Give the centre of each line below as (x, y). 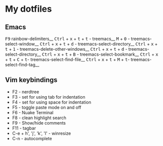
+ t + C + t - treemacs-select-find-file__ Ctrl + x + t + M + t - (68, 59)
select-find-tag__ (22, 65)
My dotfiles (29, 9)
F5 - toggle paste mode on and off (47, 107)
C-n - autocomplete (32, 138)
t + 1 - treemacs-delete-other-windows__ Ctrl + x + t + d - (66, 49)
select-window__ (22, 44)
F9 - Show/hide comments (39, 123)
